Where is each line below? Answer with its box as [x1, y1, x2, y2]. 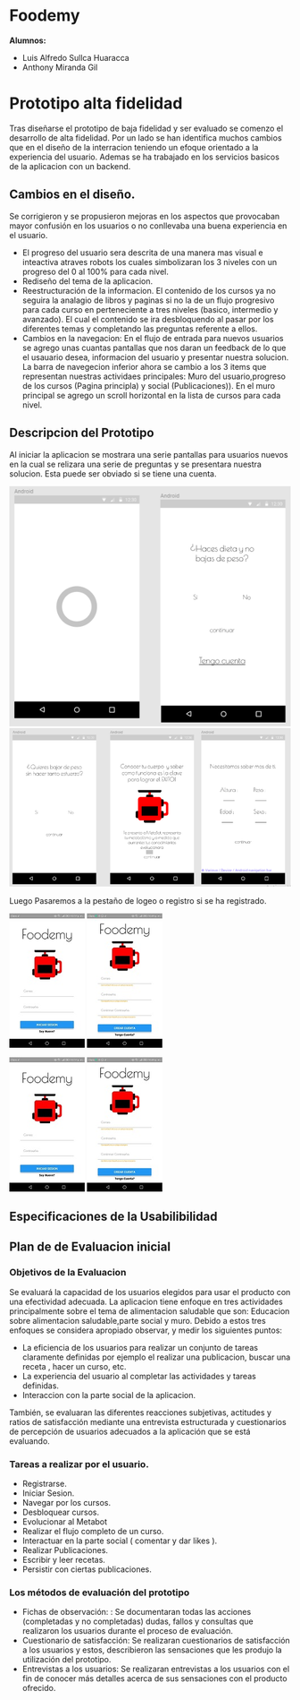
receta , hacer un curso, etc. [21, 1361, 127, 1371]
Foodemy [9, 5, 80, 26]
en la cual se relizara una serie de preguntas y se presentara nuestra [9, 459, 262, 469]
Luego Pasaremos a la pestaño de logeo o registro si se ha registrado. [9, 895, 267, 906]
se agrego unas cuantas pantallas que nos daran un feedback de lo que [21, 342, 287, 353]
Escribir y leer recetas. [21, 1554, 105, 1565]
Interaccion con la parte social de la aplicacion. [21, 1389, 196, 1400]
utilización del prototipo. [21, 1654, 112, 1665]
